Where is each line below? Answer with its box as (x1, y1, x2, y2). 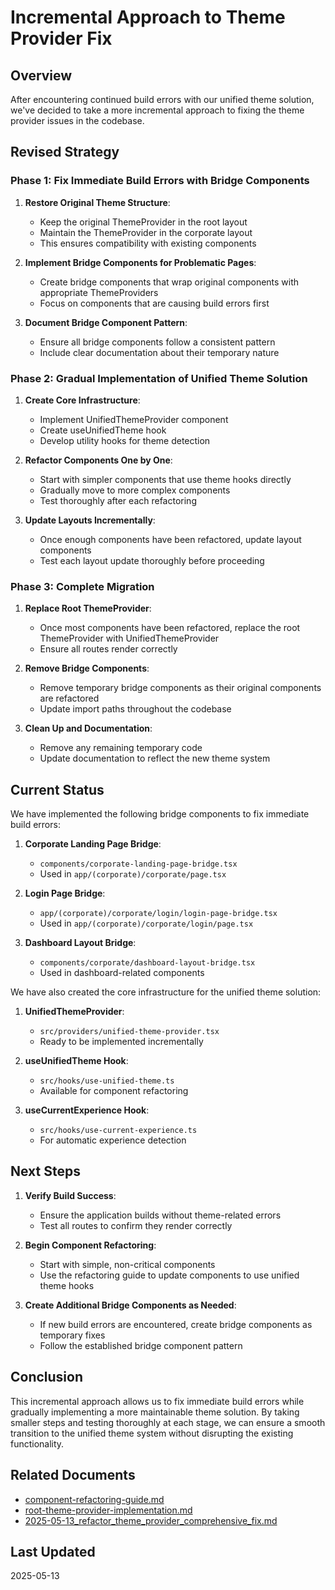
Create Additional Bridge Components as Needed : (24, 1299, 237, 1311)
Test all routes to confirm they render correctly (39, 1219, 233, 1231)
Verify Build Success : (24, 1189, 117, 1201)
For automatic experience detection (39, 1134, 187, 1146)
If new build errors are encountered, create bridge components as (39, 1318, 313, 1330)
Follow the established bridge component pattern (39, 1339, 243, 1351)
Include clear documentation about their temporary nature (39, 346, 280, 358)
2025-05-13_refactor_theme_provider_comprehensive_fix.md (24, 1514, 278, 1526)
